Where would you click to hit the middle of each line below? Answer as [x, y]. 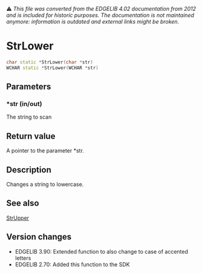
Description [29, 170]
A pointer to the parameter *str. [45, 151]
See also [23, 203]
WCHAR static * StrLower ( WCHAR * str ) [52, 68]
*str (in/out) [24, 104]
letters [23, 258]
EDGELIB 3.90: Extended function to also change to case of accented [102, 251]
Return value [31, 136]
